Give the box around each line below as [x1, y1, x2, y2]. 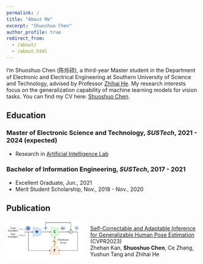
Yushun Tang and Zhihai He [90, 250, 160, 258]
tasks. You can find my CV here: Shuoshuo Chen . [6, 92, 130, 100]
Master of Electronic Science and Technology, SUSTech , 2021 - [6, 128, 198, 137]
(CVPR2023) [90, 237, 122, 245]
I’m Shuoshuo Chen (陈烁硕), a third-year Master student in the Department [6, 66, 196, 74]
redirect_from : [6, 35, 45, 42]
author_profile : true [6, 29, 62, 35]
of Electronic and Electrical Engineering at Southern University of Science [6, 73, 192, 80]
